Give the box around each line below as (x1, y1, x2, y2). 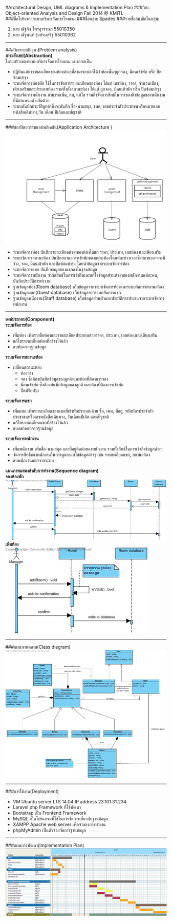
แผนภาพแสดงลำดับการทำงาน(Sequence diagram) (5, 467, 99, 474)
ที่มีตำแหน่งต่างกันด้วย (12, 98, 50, 103)
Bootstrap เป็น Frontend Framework (12, 810, 87, 816)
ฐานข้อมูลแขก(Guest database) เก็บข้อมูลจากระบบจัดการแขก (12, 290, 121, 296)
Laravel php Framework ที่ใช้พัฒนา (12, 804, 81, 811)
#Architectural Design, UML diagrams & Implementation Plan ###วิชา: (5, 5, 150, 10)
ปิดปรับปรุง (20, 387, 39, 393)
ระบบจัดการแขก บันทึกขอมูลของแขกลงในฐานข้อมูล (12, 267, 97, 273)
